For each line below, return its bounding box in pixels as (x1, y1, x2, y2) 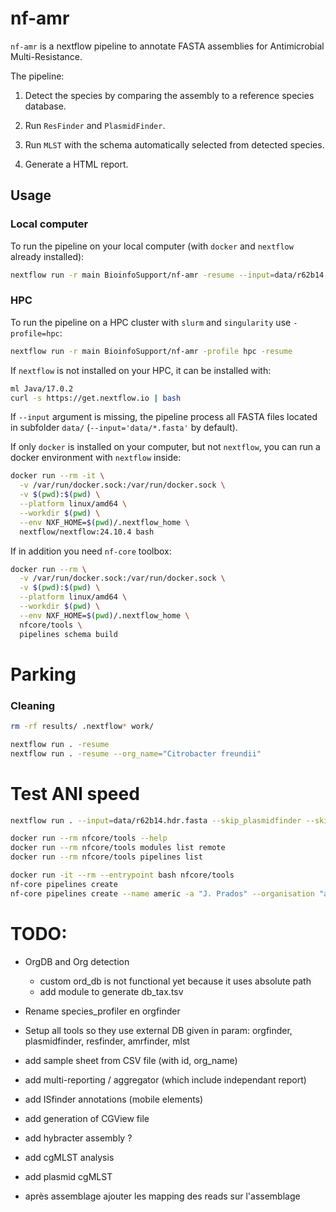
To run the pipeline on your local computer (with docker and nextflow (10, 240, 294, 252)
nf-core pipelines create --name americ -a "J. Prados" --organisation (10, 888, 315, 899)
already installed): (10, 250, 85, 262)
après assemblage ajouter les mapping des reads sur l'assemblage (24, 1190, 301, 1202)
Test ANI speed (10, 782, 140, 805)
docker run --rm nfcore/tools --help (10, 833, 168, 844)
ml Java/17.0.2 (10, 383, 74, 394)
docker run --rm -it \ (10, 471, 105, 481)
